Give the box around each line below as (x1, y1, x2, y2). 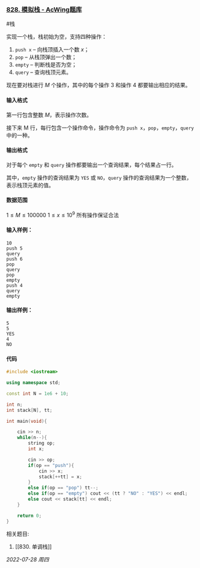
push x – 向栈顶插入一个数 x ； (15, 46, 89, 53)
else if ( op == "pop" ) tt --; (28, 485, 98, 491)
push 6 (6, 256, 23, 262)
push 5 (6, 245, 23, 252)
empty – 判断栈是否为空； (15, 61, 77, 68)
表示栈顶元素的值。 (6, 181, 54, 189)
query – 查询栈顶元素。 (15, 68, 72, 76)
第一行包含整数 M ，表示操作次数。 (6, 111, 92, 119)
